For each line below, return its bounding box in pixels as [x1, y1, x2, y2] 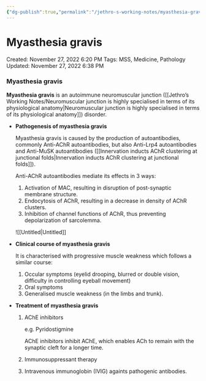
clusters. [24, 203, 47, 211]
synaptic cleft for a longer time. [24, 344, 104, 351]
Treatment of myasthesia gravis [15, 301, 99, 309]
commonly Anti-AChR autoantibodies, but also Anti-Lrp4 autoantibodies [15, 141, 197, 148]
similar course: [15, 258, 53, 266]
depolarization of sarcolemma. [24, 216, 102, 224]
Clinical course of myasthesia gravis [15, 240, 110, 248]
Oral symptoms [24, 283, 63, 290]
